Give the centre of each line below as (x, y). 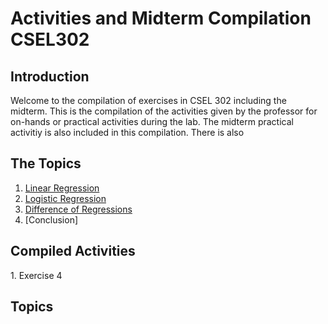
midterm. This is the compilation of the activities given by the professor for (164, 111)
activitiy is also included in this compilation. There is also (127, 132)
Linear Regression (62, 188)
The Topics (46, 163)
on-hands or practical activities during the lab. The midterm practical (152, 121)
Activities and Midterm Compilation (161, 18)
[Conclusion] (51, 219)
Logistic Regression (65, 198)
